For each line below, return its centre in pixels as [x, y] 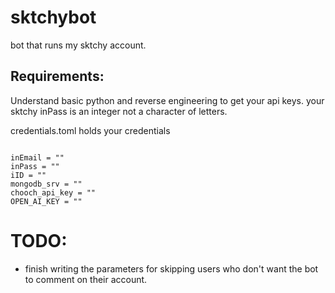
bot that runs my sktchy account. [78, 45]
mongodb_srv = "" [46, 184]
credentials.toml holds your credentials [90, 130]
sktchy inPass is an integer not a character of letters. [119, 111]
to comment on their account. [86, 279]
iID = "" [28, 175]
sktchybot [53, 17]
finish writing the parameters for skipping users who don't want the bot [171, 268]
